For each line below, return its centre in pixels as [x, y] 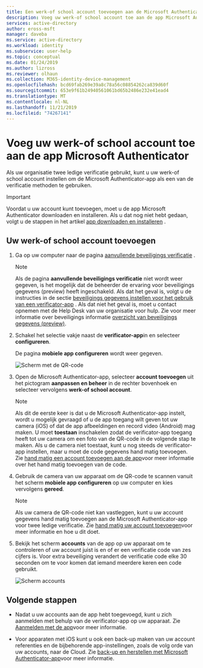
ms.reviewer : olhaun [32, 74]
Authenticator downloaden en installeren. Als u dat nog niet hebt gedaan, [97, 215]
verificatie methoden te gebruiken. [49, 186]
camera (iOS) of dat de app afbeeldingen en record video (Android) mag [105, 426]
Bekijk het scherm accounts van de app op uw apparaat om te [93, 543]
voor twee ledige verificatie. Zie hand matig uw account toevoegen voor [104, 525]
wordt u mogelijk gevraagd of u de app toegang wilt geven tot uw [96, 420]
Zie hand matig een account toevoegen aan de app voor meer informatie [105, 458]
